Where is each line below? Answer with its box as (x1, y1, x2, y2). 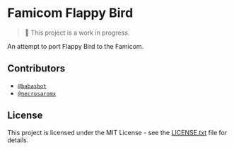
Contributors (7, 62, 66, 75)
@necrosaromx (17, 90, 57, 97)
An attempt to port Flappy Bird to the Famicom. (7, 42, 144, 50)
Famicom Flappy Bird (7, 5, 134, 21)
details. (7, 136, 29, 144)
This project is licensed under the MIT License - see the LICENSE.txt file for (7, 128, 228, 137)
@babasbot (17, 83, 47, 90)
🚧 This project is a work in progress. (24, 28, 130, 37)
